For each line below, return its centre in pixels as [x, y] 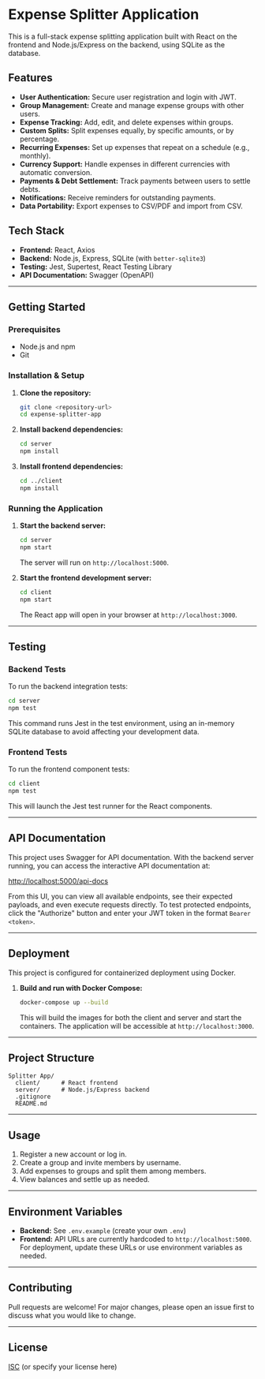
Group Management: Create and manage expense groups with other [132, 105]
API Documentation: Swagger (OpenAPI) [87, 275]
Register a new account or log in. [73, 1154]
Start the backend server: [63, 525]
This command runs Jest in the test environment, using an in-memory [121, 723]
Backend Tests [37, 669]
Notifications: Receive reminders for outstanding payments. [118, 197]
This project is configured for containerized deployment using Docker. [122, 973]
